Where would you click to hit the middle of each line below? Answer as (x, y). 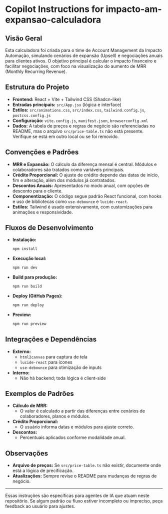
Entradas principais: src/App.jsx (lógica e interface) (67, 104)
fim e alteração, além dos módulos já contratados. (64, 180)
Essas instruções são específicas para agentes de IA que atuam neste (77, 495)
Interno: (21, 372)
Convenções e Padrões (42, 152)
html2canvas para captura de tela (53, 356)
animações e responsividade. (43, 212)
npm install (25, 249)
